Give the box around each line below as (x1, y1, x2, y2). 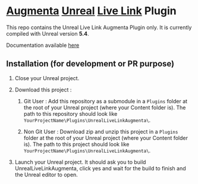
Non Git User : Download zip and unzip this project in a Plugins (23, 128, 178, 135)
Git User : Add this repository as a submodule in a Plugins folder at (23, 97, 188, 104)
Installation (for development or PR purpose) (6, 59, 174, 69)
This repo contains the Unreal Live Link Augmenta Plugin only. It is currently (6, 24, 192, 31)
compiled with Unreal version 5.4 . (6, 30, 89, 37)
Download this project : (14, 86, 72, 93)
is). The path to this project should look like (23, 141, 130, 148)
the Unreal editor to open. (14, 171, 78, 178)
